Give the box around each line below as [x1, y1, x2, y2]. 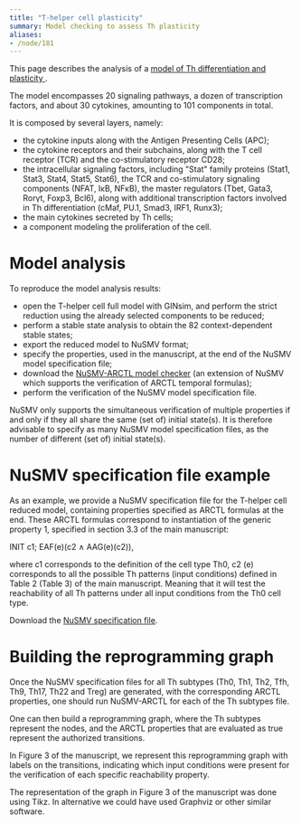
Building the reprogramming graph [9, 647, 274, 668]
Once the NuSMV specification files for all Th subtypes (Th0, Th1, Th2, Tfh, [9, 677, 290, 687]
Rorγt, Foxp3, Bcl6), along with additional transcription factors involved [22, 193, 287, 204]
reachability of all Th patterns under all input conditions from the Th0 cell [9, 588, 282, 599]
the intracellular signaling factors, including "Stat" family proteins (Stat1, [22, 164, 291, 175]
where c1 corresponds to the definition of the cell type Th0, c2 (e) [9, 559, 255, 570]
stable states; [22, 329, 73, 340]
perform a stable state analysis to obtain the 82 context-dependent [22, 320, 273, 331]
